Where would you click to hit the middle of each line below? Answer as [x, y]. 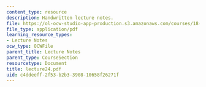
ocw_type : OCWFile [30, 47]
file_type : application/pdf [42, 29]
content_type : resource [37, 12]
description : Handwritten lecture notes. [60, 18]
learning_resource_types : [39, 35]
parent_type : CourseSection [42, 58]
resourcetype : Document [37, 63]
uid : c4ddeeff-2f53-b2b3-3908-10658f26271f [63, 75]
